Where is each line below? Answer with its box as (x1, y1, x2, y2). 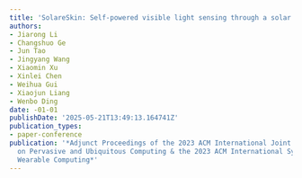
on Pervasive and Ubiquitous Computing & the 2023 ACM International (17, 147, 283, 156)
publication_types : (9, 122, 83, 131)
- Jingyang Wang (9, 55, 70, 64)
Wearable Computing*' (17, 155, 99, 165)
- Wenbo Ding (9, 96, 58, 106)
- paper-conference (9, 130, 83, 139)
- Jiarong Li (9, 30, 58, 39)
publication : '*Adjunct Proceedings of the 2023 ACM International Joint (9, 138, 292, 147)
